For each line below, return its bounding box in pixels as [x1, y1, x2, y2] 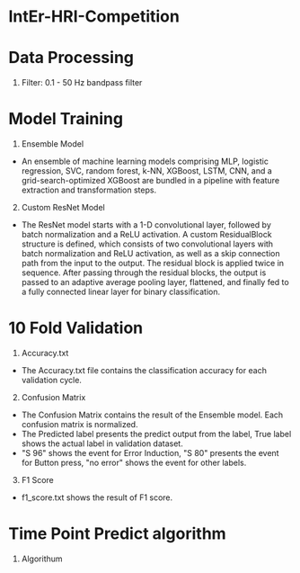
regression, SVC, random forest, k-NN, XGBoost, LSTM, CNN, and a [21, 166, 273, 176]
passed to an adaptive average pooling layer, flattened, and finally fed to [21, 277, 289, 288]
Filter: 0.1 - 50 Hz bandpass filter [21, 77, 143, 88]
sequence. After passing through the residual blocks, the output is [21, 267, 267, 278]
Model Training [8, 109, 123, 130]
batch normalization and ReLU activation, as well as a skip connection [21, 248, 280, 259]
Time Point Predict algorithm [8, 524, 226, 544]
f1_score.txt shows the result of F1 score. [21, 492, 173, 503]
